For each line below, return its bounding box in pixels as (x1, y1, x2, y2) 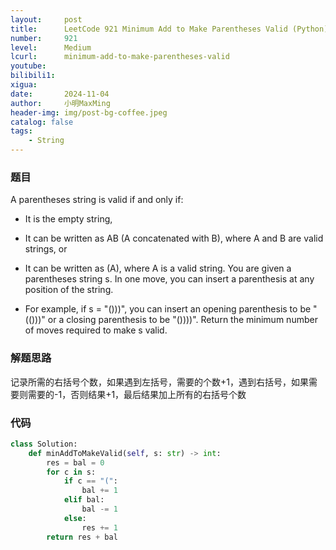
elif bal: (63, 495, 105, 505)
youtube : (10, 61, 47, 71)
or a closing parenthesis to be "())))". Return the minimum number (47, 314, 318, 326)
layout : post (10, 14, 83, 25)
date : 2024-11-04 (10, 89, 110, 99)
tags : (10, 126, 33, 136)
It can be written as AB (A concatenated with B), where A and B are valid (24, 232, 324, 245)
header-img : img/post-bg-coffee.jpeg (10, 107, 168, 118)
